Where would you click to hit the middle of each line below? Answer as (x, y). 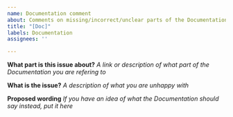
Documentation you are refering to (57, 72)
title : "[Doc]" (29, 26)
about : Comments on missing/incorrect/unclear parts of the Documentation (118, 20)
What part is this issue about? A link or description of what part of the (109, 65)
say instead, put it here (40, 106)
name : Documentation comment (49, 13)
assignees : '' (28, 39)
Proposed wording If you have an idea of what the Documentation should (113, 99)
